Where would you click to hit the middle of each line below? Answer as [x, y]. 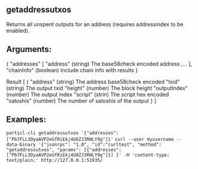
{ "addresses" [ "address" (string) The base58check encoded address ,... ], [99, 64]
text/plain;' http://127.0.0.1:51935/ [54, 161]
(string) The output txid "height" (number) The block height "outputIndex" [97, 88]
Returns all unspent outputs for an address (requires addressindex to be [95, 24]
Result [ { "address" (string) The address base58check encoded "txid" [93, 82]
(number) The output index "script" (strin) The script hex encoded [88, 94]
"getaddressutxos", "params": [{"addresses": [64, 150]
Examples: [26, 120]
